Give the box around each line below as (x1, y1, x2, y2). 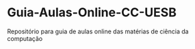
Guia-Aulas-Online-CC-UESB (7, 5, 177, 20)
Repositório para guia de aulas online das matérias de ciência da (7, 27, 190, 35)
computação (7, 34, 43, 42)
